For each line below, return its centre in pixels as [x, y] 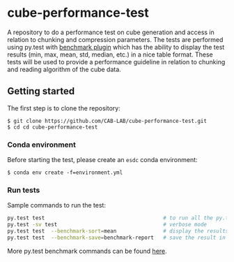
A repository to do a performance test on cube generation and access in [111, 32]
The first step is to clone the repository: [64, 108]
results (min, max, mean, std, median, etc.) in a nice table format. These [110, 54]
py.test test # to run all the [110, 218]
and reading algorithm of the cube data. [64, 69]
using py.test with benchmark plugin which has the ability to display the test [116, 47]
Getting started [41, 91]
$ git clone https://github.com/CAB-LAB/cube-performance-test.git [107, 121]
